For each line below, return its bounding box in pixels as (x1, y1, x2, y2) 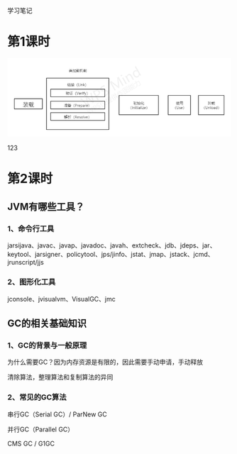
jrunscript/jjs (7, 258, 44, 267)
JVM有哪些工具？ (7, 201, 85, 213)
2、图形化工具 (7, 277, 56, 287)
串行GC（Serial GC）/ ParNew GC (7, 410, 108, 419)
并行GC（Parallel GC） (7, 425, 75, 433)
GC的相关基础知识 (7, 318, 87, 330)
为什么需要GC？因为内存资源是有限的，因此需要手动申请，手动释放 (7, 358, 204, 367)
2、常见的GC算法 (7, 392, 67, 402)
